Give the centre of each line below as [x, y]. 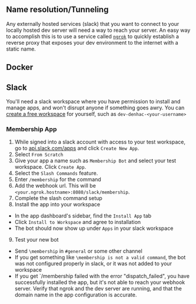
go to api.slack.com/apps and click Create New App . [77, 148]
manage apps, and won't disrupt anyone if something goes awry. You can [95, 108]
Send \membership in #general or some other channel [78, 251]
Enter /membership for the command [58, 179]
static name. [21, 49]
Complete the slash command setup [59, 198]
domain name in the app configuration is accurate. [76, 295]
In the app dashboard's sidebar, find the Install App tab [83, 216]
